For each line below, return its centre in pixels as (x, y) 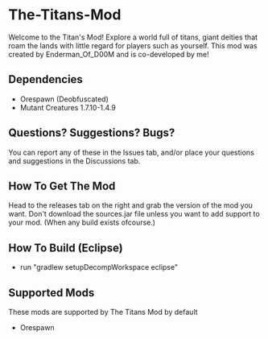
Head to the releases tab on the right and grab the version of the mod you (131, 205)
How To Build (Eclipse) (66, 248)
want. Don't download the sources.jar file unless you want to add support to (134, 214)
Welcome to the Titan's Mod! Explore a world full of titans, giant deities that (133, 37)
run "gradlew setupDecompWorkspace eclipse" (99, 267)
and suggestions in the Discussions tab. (74, 161)
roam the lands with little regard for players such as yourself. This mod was (133, 45)
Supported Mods (52, 293)
